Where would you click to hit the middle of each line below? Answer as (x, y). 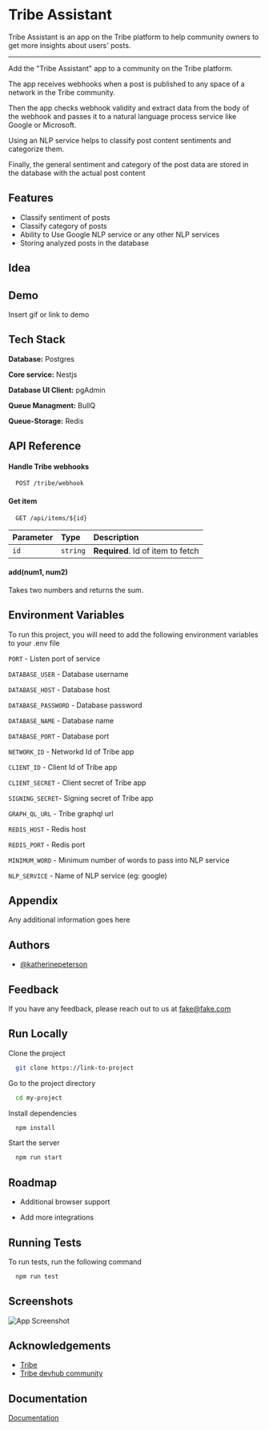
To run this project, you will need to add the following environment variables (133, 635)
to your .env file (34, 643)
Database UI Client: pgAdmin (57, 390)
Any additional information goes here (69, 920)
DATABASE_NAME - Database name (61, 720)
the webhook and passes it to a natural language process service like (122, 116)
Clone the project (37, 1053)
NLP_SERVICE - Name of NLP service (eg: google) (88, 875)
